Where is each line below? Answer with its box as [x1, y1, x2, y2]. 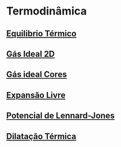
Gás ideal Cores [6, 70, 67, 80]
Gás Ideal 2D [6, 48, 55, 59]
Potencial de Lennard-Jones [6, 111, 115, 121]
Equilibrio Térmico [6, 28, 77, 39]
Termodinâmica [6, 4, 87, 18]
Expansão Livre [6, 90, 66, 100]
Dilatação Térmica [6, 131, 77, 142]
